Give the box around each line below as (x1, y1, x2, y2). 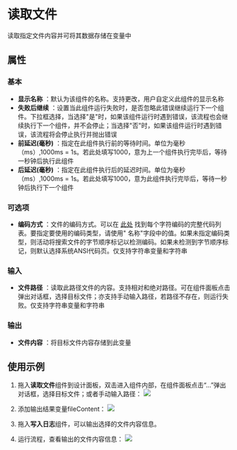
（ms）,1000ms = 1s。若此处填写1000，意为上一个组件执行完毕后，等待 (17, 147, 228, 156)
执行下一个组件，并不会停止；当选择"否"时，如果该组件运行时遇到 (23, 121, 216, 130)
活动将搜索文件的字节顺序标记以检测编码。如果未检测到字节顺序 (36, 237, 223, 246)
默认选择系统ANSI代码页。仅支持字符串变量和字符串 (36, 246, 187, 255)
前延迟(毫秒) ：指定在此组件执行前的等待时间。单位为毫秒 (17, 139, 186, 147)
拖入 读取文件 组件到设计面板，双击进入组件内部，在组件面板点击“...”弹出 (17, 381, 226, 390)
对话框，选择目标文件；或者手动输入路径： (17, 390, 142, 398)
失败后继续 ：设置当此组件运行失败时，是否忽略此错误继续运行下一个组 (17, 103, 224, 112)
